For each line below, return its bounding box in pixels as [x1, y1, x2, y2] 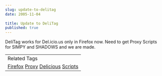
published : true [5, 25, 38, 30]
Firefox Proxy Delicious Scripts [7, 63, 79, 70]
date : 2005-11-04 [5, 12, 41, 17]
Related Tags [7, 55, 38, 62]
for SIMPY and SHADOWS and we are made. [5, 44, 96, 50]
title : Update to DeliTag [5, 21, 58, 26]
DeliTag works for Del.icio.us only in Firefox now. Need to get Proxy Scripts [5, 39, 158, 45]
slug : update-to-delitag [5, 7, 56, 12]
